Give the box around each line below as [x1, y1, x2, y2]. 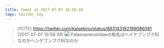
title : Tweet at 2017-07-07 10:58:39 [5, 7, 83, 12]
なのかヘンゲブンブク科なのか [17, 38, 78, 44]
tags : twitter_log [5, 12, 43, 17]
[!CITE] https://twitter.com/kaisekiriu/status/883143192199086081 [17, 25, 152, 31]
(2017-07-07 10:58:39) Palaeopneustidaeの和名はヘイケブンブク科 [17, 31, 160, 37]
